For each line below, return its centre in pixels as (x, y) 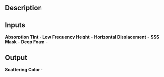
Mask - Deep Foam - (27, 42)
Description (23, 8)
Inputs (15, 25)
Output (16, 58)
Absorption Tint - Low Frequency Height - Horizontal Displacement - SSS (82, 37)
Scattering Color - (24, 70)
